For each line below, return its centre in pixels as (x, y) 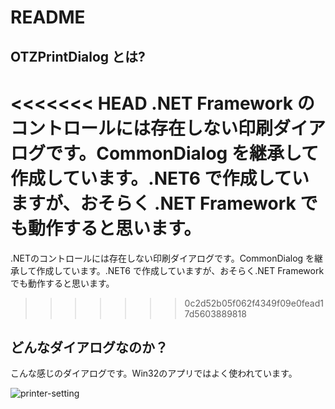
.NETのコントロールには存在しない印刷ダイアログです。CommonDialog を (162, 258)
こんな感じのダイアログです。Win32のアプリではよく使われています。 (154, 373)
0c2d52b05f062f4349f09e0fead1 (254, 303)
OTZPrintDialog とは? (78, 56)
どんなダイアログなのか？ (89, 347)
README (48, 17)
